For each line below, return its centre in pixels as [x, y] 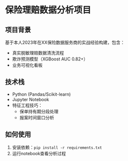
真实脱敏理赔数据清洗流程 [38, 53]
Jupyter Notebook [30, 99]
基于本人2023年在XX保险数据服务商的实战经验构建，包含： [65, 42]
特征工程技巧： [27, 105]
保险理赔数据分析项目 [48, 10]
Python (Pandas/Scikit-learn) [41, 94]
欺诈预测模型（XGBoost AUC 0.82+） [50, 59]
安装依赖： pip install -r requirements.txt [57, 147]
